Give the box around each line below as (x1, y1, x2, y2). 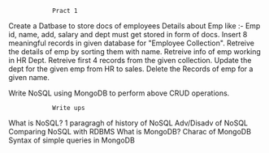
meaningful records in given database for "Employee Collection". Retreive (8, 38, 254, 48)
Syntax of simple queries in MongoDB (8, 135, 136, 145)
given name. (8, 73, 50, 82)
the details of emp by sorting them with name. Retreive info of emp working (8, 47, 262, 56)
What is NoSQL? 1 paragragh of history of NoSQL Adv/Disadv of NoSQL (8, 118, 249, 128)
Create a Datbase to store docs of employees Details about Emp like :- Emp (8, 21, 261, 31)
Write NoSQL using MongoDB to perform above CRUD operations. (8, 88, 230, 98)
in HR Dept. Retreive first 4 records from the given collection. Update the (8, 56, 252, 65)
